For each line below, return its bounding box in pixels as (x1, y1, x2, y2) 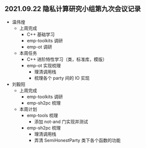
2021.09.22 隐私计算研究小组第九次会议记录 (4, 4, 141, 13)
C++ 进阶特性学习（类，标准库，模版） (26, 56, 108, 62)
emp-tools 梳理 (26, 112, 58, 118)
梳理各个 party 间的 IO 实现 (34, 75, 90, 81)
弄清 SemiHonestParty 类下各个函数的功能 (34, 137, 121, 143)
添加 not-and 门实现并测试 (34, 119, 88, 125)
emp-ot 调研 (26, 44, 52, 50)
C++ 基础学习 (26, 31, 55, 37)
